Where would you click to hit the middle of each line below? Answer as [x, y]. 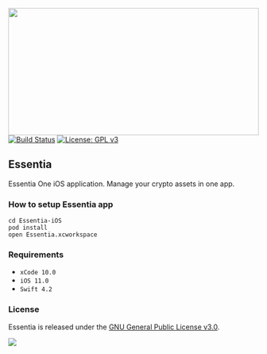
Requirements [36, 255]
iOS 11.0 [34, 281]
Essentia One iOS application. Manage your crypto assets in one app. [122, 184]
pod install [28, 228]
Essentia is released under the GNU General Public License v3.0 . [114, 327]
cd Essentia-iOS [35, 221]
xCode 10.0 [38, 273]
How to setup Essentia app [61, 204]
